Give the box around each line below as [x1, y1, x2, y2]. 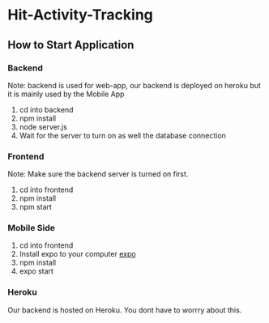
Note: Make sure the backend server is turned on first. [7, 169, 189, 179]
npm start [19, 202, 52, 212]
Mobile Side [7, 223, 56, 234]
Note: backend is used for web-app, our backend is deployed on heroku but [7, 80, 261, 90]
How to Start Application [7, 38, 134, 52]
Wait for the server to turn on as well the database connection [19, 130, 226, 140]
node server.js [19, 121, 68, 131]
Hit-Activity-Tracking [7, 6, 153, 24]
